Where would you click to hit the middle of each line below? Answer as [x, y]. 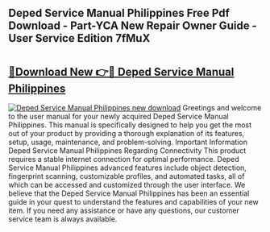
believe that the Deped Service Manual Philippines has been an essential [129, 193]
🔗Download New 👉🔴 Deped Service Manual [121, 72]
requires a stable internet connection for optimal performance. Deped [124, 159]
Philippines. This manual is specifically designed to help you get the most [130, 125]
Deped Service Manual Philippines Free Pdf [119, 13]
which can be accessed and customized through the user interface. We [127, 185]
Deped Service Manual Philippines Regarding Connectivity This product [127, 151]
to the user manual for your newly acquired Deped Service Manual [119, 116]
